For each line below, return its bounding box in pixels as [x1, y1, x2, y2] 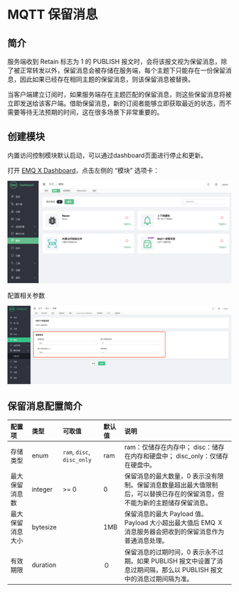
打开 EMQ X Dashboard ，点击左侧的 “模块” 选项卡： [7, 166, 160, 174]
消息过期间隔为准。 [137, 574, 193, 583]
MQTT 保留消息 [7, 6, 98, 23]
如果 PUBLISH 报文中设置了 [137, 556, 217, 565]
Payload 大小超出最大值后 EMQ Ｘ [124, 519, 224, 527]
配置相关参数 [7, 291, 45, 300]
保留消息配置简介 [7, 400, 83, 412]
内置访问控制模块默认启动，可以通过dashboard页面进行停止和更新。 [7, 151, 208, 159]
